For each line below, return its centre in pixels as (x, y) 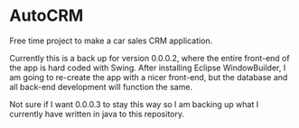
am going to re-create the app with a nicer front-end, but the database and (149, 77)
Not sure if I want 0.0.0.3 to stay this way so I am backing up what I (134, 104)
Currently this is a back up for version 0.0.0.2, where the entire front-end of (150, 58)
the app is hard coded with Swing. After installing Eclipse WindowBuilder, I (148, 68)
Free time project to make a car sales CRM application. (111, 41)
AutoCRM (47, 16)
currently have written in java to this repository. (97, 114)
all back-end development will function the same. (101, 87)
